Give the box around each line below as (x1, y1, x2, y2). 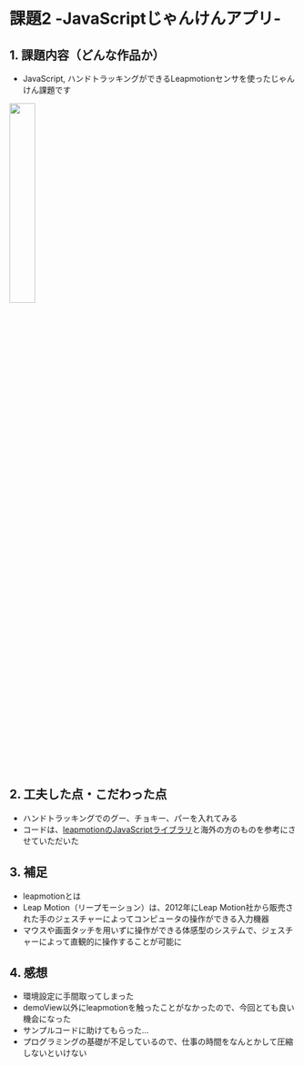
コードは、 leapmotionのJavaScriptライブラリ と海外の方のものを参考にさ (22, 824, 297, 835)
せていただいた (22, 835, 79, 846)
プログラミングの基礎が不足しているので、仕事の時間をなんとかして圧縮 (22, 1036, 294, 1047)
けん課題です (22, 85, 71, 96)
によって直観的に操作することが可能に (38, 936, 182, 947)
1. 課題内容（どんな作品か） (9, 47, 166, 63)
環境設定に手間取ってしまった (22, 991, 135, 1001)
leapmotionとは (22, 890, 82, 901)
